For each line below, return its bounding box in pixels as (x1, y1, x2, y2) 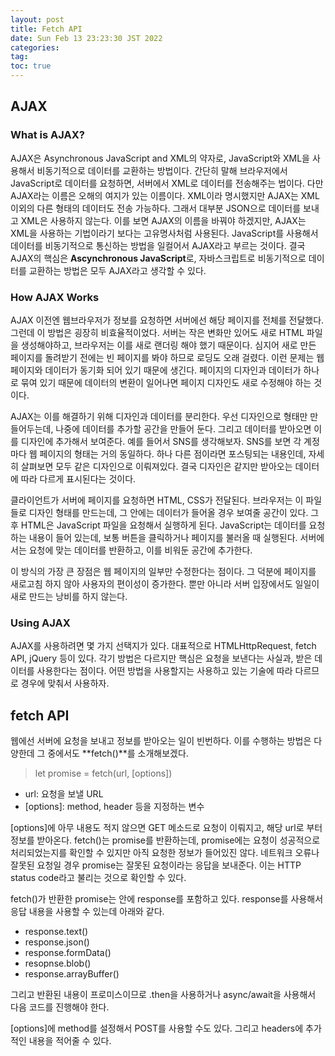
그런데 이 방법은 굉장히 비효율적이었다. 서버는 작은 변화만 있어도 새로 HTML (10, 326, 305, 338)
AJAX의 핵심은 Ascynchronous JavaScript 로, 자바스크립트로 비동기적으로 (10, 252, 307, 264)
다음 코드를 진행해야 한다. (10, 1001, 110, 1013)
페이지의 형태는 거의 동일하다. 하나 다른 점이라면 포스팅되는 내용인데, (39, 447, 307, 460)
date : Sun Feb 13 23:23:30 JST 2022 (10, 33, 163, 43)
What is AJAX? (10, 128, 85, 142)
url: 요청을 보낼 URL (24, 788, 104, 800)
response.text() (24, 926, 89, 938)
